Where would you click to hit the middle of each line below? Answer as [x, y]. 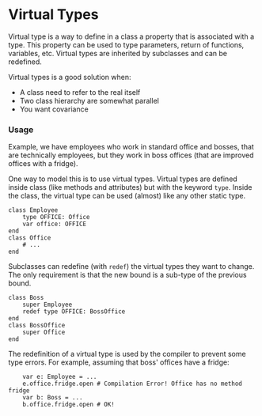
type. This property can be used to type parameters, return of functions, [126, 44]
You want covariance [54, 109]
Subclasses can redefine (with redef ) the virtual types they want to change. [131, 267]
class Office [30, 238]
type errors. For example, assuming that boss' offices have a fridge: [119, 362]
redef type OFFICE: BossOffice [74, 312]
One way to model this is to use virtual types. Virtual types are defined [123, 179]
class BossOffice [37, 326]
